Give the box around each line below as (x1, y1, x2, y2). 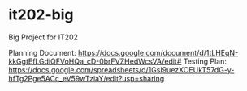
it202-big (8, 6, 75, 24)
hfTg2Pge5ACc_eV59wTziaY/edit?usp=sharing (8, 73, 165, 83)
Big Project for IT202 (8, 32, 79, 42)
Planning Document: (8, 48, 77, 57)
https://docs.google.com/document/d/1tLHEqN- (77, 48, 239, 57)
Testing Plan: (183, 56, 227, 66)
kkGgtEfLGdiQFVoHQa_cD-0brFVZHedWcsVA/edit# (8, 56, 182, 66)
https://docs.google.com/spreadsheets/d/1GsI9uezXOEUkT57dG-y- (8, 64, 235, 74)
